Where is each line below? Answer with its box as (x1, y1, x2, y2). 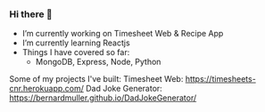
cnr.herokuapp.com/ (9, 84, 85, 94)
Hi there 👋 (9, 8, 54, 20)
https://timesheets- (185, 74, 256, 84)
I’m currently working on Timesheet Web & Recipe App (21, 28, 224, 39)
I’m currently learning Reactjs (21, 37, 131, 48)
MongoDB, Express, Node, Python (35, 57, 161, 68)
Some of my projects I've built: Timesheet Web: (9, 74, 184, 84)
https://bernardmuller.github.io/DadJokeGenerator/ (9, 92, 197, 103)
